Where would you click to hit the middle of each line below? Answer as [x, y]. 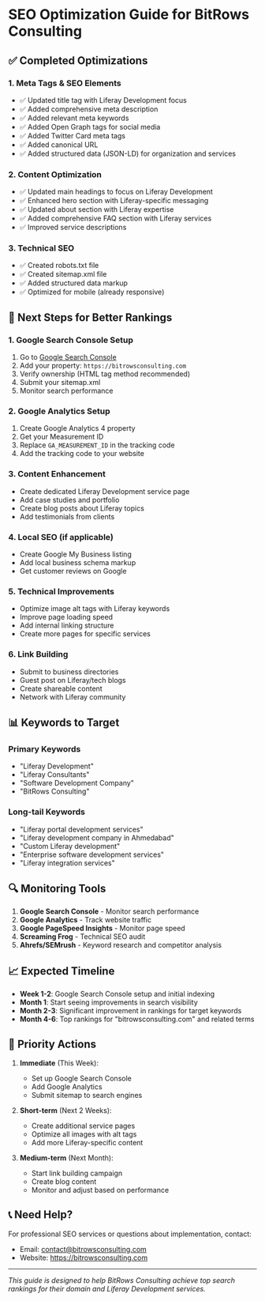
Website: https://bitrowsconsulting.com [84, 1258]
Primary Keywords [45, 749]
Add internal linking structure [67, 625]
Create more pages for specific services [85, 634]
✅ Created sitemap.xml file [63, 274]
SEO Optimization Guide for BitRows [129, 15]
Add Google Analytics [67, 1087]
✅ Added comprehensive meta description [89, 109]
